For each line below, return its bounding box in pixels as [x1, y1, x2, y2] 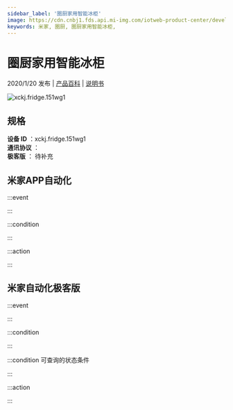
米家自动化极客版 [7, 282, 80, 294]
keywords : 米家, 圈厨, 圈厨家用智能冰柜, [7, 23, 116, 30]
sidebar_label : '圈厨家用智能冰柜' [7, 10, 102, 17]
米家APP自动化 [7, 174, 71, 186]
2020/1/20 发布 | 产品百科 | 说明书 [7, 79, 104, 87]
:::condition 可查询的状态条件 [7, 355, 90, 364]
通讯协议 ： [7, 144, 40, 152]
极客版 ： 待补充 [7, 152, 53, 160]
